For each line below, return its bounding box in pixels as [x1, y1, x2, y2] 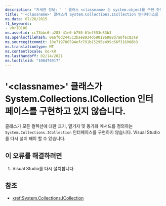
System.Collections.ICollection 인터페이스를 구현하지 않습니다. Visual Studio [5, 130, 160, 136]
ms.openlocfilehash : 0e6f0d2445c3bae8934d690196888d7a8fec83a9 [5, 35, 138, 40]
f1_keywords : [5, 21, 32, 26]
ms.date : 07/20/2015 [5, 16, 48, 21]
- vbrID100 [5, 26, 28, 31]
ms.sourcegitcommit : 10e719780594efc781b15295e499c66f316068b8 [5, 40, 138, 45]
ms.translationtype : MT [5, 44, 54, 49]
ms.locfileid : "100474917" [5, 58, 61, 63]
